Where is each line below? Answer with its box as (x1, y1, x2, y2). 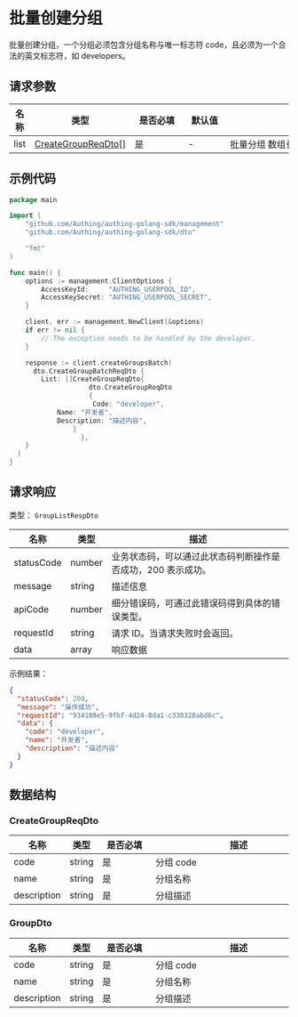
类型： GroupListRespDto (9, 509, 99, 521)
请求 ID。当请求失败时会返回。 (111, 626, 239, 639)
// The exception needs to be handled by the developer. (41, 334, 255, 343)
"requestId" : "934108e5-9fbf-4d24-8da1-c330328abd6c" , (17, 711, 224, 720)
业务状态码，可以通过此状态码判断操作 (111, 550, 272, 562)
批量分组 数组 (230, 138, 286, 150)
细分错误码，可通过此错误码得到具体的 (111, 597, 272, 609)
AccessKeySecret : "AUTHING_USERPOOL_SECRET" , (41, 293, 213, 303)
